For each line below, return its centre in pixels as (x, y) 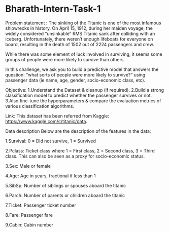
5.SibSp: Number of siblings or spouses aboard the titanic (65, 185)
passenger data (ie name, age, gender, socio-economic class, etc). (75, 80)
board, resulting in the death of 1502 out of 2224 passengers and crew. (80, 44)
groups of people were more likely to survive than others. (65, 59)
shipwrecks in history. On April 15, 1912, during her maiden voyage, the (79, 28)
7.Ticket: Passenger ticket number (41, 205)
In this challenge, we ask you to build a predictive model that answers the (82, 69)
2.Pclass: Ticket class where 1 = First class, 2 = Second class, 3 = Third (80, 150)
